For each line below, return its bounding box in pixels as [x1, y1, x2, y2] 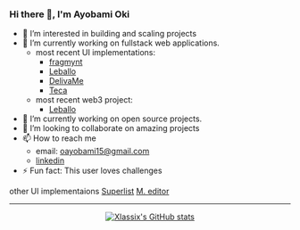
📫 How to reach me [21, 133, 96, 144]
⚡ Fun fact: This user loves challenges [21, 165, 162, 177]
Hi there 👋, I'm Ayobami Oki [9, 8, 130, 21]
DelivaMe [48, 76, 84, 86]
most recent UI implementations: [35, 47, 156, 58]
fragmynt [48, 57, 83, 68]
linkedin [35, 155, 65, 166]
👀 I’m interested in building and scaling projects [21, 29, 197, 39]
